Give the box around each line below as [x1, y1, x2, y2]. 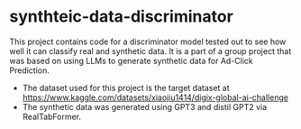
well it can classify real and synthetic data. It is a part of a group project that [9, 45, 292, 56]
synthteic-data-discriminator [9, 6, 234, 27]
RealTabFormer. [22, 111, 82, 122]
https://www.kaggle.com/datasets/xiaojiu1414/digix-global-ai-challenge [22, 92, 288, 103]
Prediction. [9, 65, 50, 76]
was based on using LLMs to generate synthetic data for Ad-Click [9, 55, 254, 66]
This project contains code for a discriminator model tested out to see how [9, 36, 287, 47]
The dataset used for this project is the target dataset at [22, 82, 230, 93]
